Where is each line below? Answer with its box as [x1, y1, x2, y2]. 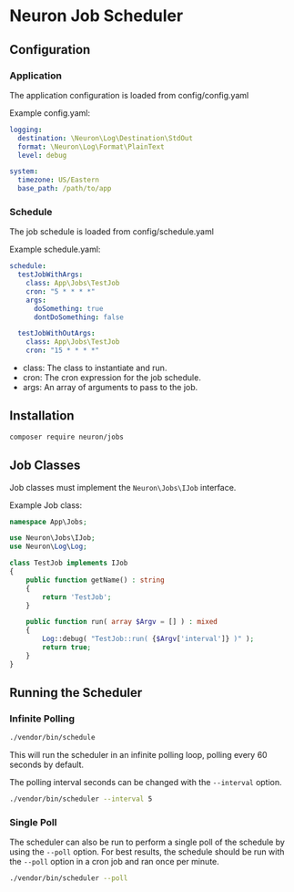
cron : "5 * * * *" [25, 286, 96, 296]
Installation [9, 408, 75, 424]
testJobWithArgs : [17, 270, 84, 279]
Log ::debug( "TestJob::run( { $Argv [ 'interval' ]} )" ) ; [42, 635, 255, 644]
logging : [9, 125, 43, 134]
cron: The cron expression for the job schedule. [22, 372, 202, 383]
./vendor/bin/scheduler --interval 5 [9, 794, 153, 804]
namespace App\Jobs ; [9, 517, 88, 526]
